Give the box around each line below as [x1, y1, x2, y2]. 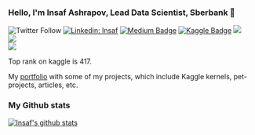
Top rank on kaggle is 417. [8, 57, 93, 66]
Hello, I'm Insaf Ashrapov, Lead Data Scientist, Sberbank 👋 [8, 7, 235, 18]
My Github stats [8, 100, 71, 111]
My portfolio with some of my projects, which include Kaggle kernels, [8, 72, 232, 82]
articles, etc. [38, 80, 78, 89]
